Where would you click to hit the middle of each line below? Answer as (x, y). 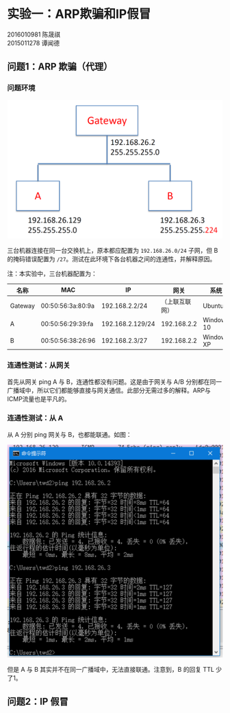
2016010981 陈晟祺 (34, 34)
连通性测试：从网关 (39, 365)
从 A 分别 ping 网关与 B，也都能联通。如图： (69, 434)
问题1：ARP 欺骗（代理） (60, 67)
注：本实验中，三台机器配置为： (52, 274)
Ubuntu (213, 306)
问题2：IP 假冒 (38, 702)
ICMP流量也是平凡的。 (39, 398)
